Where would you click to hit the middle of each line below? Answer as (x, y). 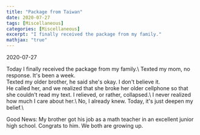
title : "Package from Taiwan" (45, 12)
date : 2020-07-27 (28, 18)
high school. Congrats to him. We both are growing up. (75, 126)
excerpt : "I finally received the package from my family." (84, 35)
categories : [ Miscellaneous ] (43, 29)
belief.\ (15, 107)
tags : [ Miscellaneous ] (35, 23)
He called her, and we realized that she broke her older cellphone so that (97, 88)
